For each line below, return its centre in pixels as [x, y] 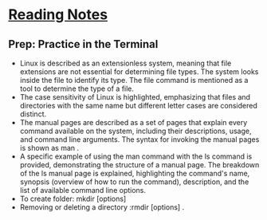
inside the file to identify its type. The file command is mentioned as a [134, 80]
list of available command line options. [82, 190]
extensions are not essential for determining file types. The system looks [139, 72]
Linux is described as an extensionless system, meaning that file [126, 63]
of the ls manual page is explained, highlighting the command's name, [135, 173]
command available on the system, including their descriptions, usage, [135, 131]
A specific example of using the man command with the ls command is [136, 156]
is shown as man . [49, 148]
